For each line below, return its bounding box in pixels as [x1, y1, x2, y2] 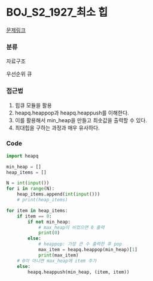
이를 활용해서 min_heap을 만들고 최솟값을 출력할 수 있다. [14, 116, 148, 123]
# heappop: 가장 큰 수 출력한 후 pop [38, 241, 123, 247]
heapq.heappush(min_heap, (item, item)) [27, 269, 130, 275]
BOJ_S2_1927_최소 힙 [6, 5, 108, 19]
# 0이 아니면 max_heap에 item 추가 [17, 258, 97, 264]
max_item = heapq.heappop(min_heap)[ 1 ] [38, 247, 137, 253]
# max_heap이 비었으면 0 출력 [38, 224, 105, 231]
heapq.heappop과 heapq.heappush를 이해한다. [14, 109, 130, 116]
